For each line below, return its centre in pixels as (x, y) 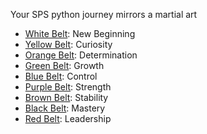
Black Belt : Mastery (65, 108)
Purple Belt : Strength (68, 87)
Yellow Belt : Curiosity (68, 44)
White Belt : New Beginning (80, 33)
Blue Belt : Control (61, 76)
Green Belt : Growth (64, 65)
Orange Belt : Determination (81, 55)
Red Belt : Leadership (68, 118)
